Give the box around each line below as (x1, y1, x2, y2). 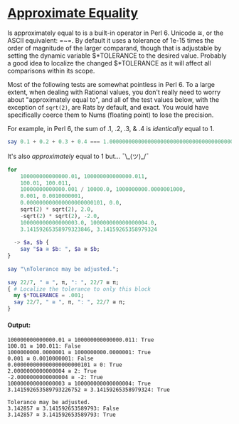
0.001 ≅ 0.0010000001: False (7, 355, 94, 363)
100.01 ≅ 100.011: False (7, 343, 81, 350)
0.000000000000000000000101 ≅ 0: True (7, 361, 122, 368)
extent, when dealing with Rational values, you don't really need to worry (7, 88, 221, 96)
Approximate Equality (7, 5, 139, 21)
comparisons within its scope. (7, 66, 95, 75)
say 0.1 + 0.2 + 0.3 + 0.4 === (7, 138, 100, 145)
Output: (7, 321, 31, 329)
